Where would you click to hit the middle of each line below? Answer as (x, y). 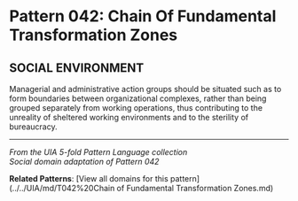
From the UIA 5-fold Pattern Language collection (98, 152)
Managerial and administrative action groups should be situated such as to (145, 89)
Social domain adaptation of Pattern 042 (84, 162)
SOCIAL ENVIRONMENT (77, 68)
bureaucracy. (33, 127)
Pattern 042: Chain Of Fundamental (143, 16)
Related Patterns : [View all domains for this (89, 178)
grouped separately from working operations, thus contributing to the (136, 108)
